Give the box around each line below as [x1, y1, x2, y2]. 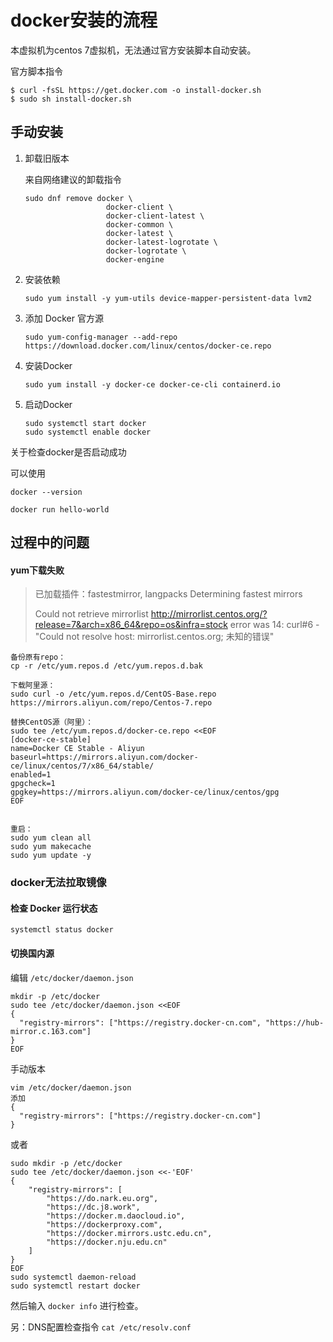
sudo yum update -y [10, 851, 92, 861]
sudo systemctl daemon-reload [10, 1272, 137, 1282]
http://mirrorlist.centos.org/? [150, 608, 268, 620]
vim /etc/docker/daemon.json [10, 1082, 132, 1093]
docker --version [10, 487, 83, 497]
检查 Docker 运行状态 [10, 902, 98, 914]
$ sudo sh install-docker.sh [10, 94, 132, 104]
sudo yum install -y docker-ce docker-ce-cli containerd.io [24, 379, 281, 390]
